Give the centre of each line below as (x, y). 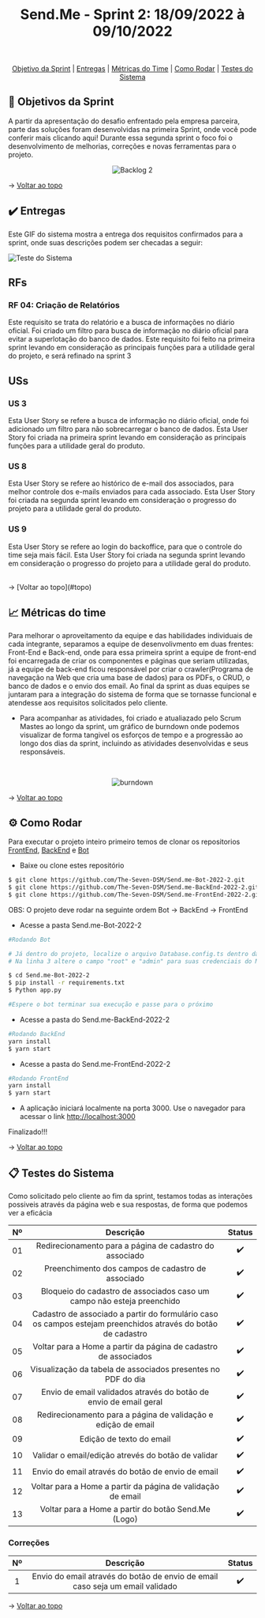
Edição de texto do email (125, 1439)
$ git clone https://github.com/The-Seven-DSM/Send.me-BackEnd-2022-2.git (134, 887)
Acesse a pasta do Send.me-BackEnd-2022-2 (95, 1019)
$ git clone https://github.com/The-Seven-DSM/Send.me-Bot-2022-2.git (127, 880)
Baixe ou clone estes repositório (72, 866)
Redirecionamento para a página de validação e (125, 1415)
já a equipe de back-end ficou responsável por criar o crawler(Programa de (131, 669)
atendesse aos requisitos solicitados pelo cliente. (88, 703)
